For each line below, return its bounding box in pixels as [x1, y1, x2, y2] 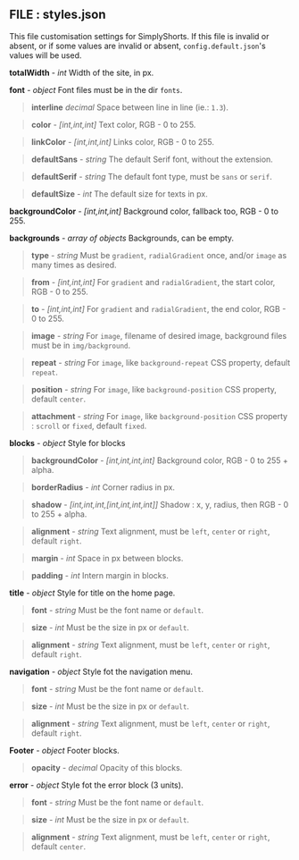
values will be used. [9, 49, 82, 61]
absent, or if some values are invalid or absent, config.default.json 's [9, 40, 266, 51]
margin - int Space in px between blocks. [30, 552, 184, 563]
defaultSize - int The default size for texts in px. [30, 188, 208, 199]
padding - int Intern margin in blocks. [30, 569, 170, 580]
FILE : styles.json [9, 7, 106, 22]
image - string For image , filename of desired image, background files [30, 330, 287, 341]
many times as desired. [30, 259, 118, 270]
